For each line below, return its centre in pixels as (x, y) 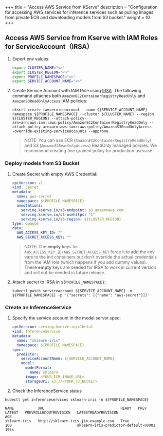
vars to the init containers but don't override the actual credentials (91, 257)
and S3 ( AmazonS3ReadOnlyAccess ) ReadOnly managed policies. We (91, 145)
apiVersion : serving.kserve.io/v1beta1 (53, 327)
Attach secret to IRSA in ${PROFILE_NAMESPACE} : (59, 282)
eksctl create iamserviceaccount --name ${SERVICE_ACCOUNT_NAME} (80, 110)
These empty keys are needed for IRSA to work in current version (90, 267)
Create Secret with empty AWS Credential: (55, 174)
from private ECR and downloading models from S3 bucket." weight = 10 (78, 17)
